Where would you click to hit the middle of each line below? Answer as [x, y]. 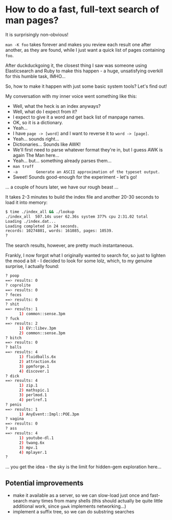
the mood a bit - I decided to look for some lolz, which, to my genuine [79, 261]
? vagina [15, 419]
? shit [12, 304]
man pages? [32, 20]
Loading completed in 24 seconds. [42, 226]
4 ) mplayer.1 [33, 452]
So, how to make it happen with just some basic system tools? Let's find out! [86, 86]
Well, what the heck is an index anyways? [57, 106]
